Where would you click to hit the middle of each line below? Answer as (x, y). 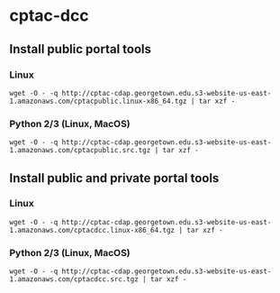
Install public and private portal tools (114, 178)
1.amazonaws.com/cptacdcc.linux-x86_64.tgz (92, 230)
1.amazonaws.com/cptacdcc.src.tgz (74, 279)
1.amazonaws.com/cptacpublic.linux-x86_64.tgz (98, 101)
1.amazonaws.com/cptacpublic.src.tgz (80, 151)
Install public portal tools (80, 49)
